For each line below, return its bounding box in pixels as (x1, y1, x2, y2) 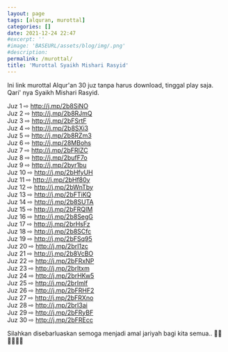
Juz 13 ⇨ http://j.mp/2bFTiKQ (7, 190, 92, 199)
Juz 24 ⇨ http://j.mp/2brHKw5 (7, 271, 95, 280)
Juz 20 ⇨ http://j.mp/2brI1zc (7, 242, 88, 250)
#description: (7, 49, 49, 56)
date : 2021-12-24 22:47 (7, 29, 76, 37)
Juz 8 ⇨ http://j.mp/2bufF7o (7, 153, 88, 162)
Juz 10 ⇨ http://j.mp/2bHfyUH (7, 168, 93, 176)
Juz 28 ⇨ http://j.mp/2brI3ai (7, 301, 88, 309)
